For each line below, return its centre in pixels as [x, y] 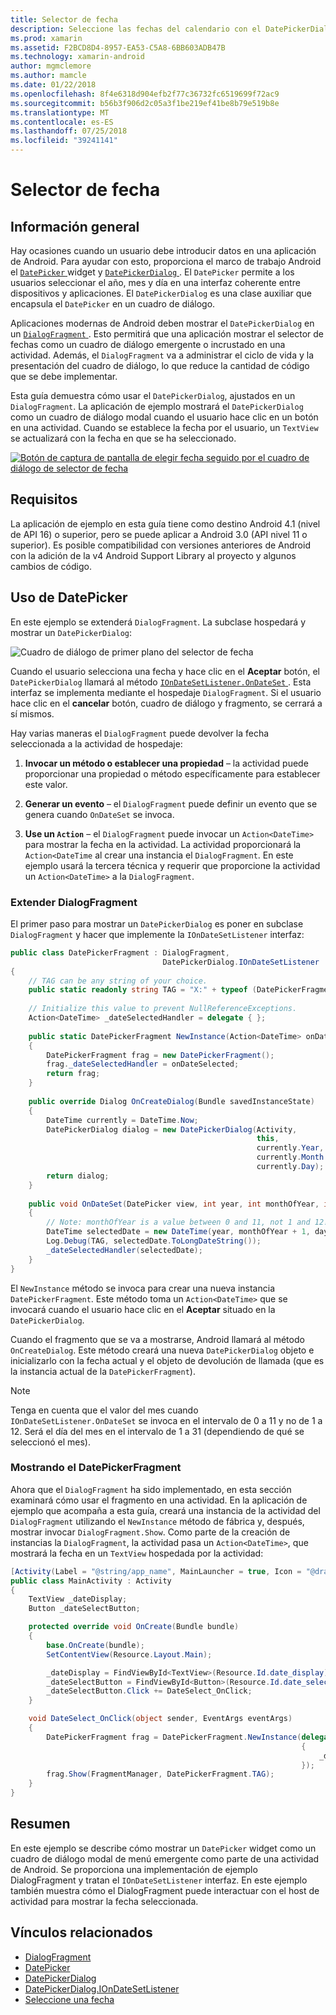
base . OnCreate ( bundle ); [95, 1645]
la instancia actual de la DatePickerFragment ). [103, 1371]
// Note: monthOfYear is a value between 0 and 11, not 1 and [178, 1222]
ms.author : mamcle [48, 76]
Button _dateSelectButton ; [84, 1609]
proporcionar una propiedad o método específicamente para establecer [172, 773]
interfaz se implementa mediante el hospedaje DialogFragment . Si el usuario [166, 692]
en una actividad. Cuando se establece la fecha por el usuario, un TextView [164, 427]
